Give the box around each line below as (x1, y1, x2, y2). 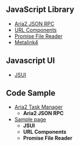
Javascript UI (6, 55, 55, 66)
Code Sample (6, 88, 56, 98)
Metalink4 (14, 39, 39, 46)
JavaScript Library (6, 5, 74, 15)
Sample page (14, 116, 46, 123)
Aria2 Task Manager (14, 103, 63, 110)
